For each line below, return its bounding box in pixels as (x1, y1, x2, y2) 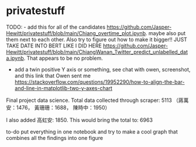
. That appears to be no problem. (23, 54, 104, 61)
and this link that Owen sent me (14, 72, 91, 79)
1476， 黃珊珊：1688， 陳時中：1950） (16, 104, 111, 111)
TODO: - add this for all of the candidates (6, 23, 106, 30)
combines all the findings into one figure (6, 134, 104, 141)
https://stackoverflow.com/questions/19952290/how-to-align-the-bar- (14, 78, 185, 86)
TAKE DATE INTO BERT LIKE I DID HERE (6, 42, 102, 49)
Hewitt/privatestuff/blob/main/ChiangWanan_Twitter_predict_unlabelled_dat (6, 48, 188, 55)
